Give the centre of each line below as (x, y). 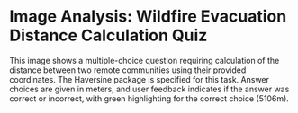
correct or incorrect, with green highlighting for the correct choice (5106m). (149, 98)
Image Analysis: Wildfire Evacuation (148, 17)
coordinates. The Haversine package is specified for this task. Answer (140, 79)
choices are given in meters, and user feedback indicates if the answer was (149, 89)
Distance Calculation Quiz (108, 35)
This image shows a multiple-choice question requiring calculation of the (144, 60)
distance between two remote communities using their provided (128, 70)
